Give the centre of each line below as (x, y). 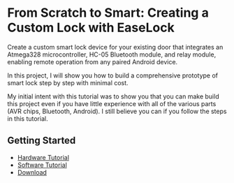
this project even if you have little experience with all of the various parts (112, 103)
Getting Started (42, 141)
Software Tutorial (42, 165)
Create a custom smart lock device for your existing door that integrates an (115, 47)
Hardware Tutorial (43, 157)
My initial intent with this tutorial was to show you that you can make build (113, 96)
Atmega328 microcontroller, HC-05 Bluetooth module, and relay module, (112, 54)
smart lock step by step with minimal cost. (68, 82)
